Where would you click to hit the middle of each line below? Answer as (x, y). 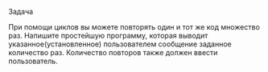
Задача (21, 12)
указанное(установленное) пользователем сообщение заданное (120, 44)
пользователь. (33, 61)
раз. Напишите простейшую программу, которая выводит (108, 36)
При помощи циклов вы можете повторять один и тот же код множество (134, 27)
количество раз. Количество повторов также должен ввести (113, 52)
